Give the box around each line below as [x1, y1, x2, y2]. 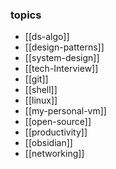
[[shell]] [24, 84, 58, 96]
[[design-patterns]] [24, 41, 105, 53]
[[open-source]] [24, 116, 92, 128]
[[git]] [24, 73, 49, 85]
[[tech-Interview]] [24, 63, 99, 75]
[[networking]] [24, 148, 85, 160]
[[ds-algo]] [24, 31, 70, 43]
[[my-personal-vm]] [24, 105, 107, 117]
